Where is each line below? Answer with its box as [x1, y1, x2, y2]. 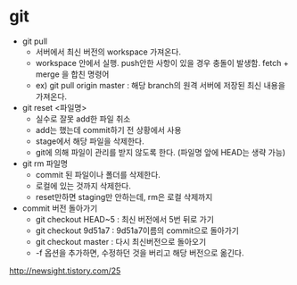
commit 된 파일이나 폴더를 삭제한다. [35, 169, 161, 180]
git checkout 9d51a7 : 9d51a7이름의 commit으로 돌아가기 [35, 225, 239, 236]
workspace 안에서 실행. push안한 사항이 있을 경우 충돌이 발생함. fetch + [35, 57, 289, 68]
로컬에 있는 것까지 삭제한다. [35, 180, 131, 191]
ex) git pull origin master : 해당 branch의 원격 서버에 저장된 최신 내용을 [35, 80, 285, 90]
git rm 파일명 [21, 158, 69, 169]
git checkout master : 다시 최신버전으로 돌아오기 [35, 236, 207, 247]
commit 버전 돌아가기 [21, 203, 98, 214]
